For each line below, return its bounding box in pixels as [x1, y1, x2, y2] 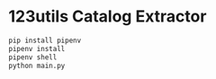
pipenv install [8, 44, 66, 53]
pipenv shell [8, 52, 58, 62]
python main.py [8, 61, 66, 70]
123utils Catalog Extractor [8, 6, 207, 27]
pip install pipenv [8, 36, 82, 45]
